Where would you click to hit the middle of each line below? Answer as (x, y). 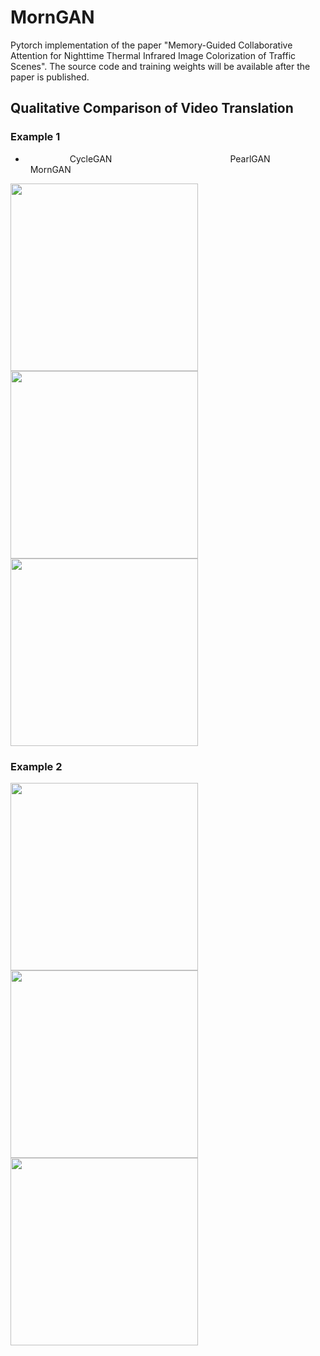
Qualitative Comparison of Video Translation (152, 108)
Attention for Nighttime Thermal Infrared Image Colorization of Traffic (153, 55)
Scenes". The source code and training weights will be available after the (160, 66)
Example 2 (36, 766)
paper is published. (50, 77)
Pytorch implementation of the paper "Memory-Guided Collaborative (151, 45)
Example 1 (35, 137)
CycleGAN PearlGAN (170, 158)
